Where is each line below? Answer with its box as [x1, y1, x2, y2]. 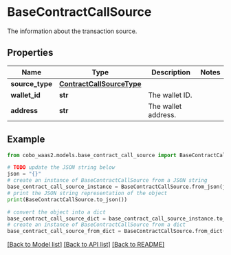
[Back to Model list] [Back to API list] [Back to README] [7, 241, 165, 249]
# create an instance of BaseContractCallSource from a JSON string [7, 177, 208, 184]
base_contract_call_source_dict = [7, 215, 107, 222]
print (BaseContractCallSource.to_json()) [7, 196, 128, 203]
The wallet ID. [148, 90, 192, 100]
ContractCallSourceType [58, 79, 142, 88]
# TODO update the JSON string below [7, 164, 115, 171]
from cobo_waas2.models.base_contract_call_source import [7, 152, 177, 159]
